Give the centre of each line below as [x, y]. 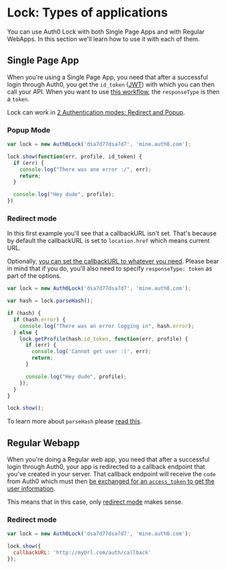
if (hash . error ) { [40, 320]
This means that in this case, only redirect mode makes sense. [95, 502]
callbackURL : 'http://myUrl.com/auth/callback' [83, 553]
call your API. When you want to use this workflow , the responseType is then [114, 91]
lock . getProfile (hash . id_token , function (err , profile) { [104, 339]
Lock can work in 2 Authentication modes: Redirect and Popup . [96, 112]
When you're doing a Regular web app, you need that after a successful [109, 460]
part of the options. [34, 276]
